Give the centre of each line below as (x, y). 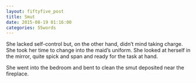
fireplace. (18, 74)
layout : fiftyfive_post (35, 11)
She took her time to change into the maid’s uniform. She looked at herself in (98, 50)
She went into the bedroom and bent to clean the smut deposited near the (95, 68)
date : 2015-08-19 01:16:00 (39, 22)
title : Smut (20, 17)
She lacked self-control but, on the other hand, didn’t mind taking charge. (94, 44)
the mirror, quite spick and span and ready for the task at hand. (82, 56)
